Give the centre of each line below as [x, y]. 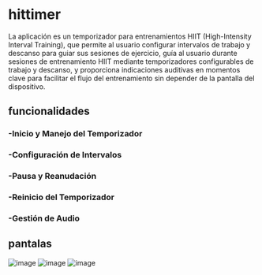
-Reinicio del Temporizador [62, 197]
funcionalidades [49, 111]
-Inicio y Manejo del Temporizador [75, 134]
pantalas [30, 244]
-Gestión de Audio [44, 218]
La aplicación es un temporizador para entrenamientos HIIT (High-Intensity [130, 36]
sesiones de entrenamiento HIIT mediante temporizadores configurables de [131, 61]
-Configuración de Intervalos [65, 155]
